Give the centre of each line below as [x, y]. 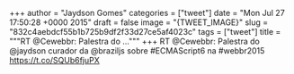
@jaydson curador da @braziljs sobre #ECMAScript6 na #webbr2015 [137, 51]
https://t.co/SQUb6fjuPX [55, 60]
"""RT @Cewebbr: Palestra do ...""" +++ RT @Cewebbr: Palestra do [135, 41]
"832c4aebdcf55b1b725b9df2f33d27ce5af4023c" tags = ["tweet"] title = [145, 32]
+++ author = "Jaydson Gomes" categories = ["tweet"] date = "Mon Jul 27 [147, 13]
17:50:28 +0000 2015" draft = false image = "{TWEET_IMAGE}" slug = [139, 22]
